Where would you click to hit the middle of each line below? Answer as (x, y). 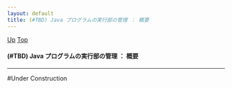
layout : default (30, 13)
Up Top (18, 39)
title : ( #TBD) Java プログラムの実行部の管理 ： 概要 (78, 20)
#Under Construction (37, 78)
